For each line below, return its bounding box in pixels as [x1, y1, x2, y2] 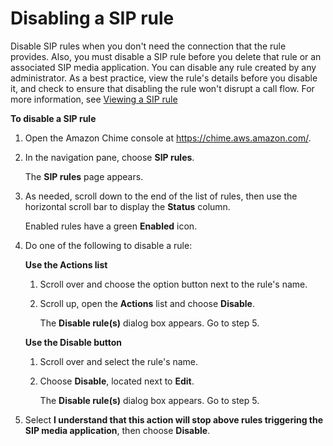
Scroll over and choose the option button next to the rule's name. [39, 278, 308, 290]
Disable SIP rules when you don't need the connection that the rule [10, 40, 287, 52]
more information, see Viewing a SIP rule [10, 93, 178, 105]
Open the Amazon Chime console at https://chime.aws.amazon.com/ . [24, 132, 312, 144]
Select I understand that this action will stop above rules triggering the [24, 413, 324, 426]
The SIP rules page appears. [24, 170, 144, 182]
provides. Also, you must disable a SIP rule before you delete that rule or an [10, 50, 322, 62]
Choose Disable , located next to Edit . [39, 375, 195, 387]
